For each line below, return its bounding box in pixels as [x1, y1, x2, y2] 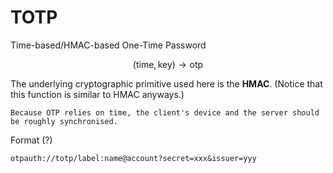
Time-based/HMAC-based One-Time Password [10, 39, 207, 51]
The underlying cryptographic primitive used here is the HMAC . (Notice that [10, 77, 323, 90]
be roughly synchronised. [10, 116, 118, 126]
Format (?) [10, 134, 53, 146]
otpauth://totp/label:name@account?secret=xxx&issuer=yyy [10, 153, 257, 163]
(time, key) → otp [132, 58, 204, 70]
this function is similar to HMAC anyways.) [10, 88, 185, 100]
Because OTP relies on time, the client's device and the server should [10, 107, 320, 118]
